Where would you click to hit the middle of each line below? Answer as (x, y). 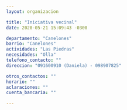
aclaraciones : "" (27, 87)
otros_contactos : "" (31, 76)
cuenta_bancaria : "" (31, 93)
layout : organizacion (32, 11)
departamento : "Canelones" (39, 38)
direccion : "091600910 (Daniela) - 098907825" (64, 65)
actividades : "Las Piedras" (40, 49)
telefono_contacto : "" (34, 60)
